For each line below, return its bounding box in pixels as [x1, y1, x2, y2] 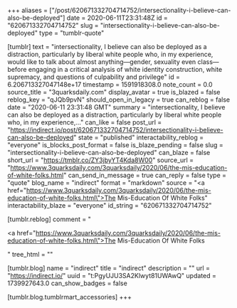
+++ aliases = [7, 6, 48, 14]
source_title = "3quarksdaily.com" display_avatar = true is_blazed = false [7, 88, 221, 96]
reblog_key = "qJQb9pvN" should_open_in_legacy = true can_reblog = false [7, 95, 230, 104]
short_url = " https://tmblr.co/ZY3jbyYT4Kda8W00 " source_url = [7, 156, 194, 164]
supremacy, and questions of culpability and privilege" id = [7, 73, 180, 81]
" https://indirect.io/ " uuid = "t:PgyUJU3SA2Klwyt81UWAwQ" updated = [7, 272, 217, 280]
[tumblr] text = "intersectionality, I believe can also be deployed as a [7, 43, 208, 51]
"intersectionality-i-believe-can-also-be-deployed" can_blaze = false [7, 149, 211, 156]
